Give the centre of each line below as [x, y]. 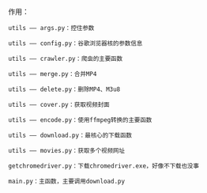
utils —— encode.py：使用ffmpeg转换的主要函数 [80, 120]
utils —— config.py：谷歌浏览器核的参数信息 [75, 44]
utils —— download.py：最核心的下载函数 [70, 135]
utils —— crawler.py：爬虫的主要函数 [66, 59]
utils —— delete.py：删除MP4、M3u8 [64, 89]
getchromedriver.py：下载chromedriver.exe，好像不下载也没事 [104, 166]
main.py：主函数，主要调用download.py [66, 181]
